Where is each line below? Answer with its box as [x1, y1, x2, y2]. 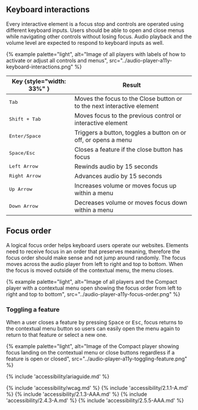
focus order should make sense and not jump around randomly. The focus [6, 254, 186, 261]
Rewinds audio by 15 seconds [74, 162, 158, 170]
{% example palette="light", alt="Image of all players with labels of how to [6, 50, 186, 58]
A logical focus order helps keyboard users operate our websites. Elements [6, 241, 189, 248]
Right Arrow [9, 173, 41, 179]
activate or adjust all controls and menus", [6, 57, 108, 64]
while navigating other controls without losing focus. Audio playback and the [6, 32, 192, 40]
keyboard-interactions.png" [6, 63, 74, 70]
